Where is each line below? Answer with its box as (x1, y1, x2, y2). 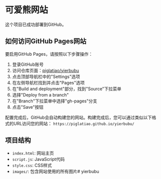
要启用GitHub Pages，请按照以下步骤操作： (5, 51, 93, 57)
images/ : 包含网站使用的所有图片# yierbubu (12, 168, 99, 174)
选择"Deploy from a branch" (12, 92, 69, 98)
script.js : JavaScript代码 (12, 156, 65, 162)
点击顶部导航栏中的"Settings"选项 (12, 74, 80, 80)
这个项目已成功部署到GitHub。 (5, 21, 67, 27)
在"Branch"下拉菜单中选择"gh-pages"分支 (12, 98, 97, 104)
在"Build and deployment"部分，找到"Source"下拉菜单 (12, 86, 121, 92)
